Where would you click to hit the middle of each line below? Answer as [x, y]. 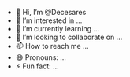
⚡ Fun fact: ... [37, 66]
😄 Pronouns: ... [41, 57]
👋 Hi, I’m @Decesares [51, 12]
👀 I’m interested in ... [49, 20]
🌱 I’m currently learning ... [58, 29]
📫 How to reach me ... [52, 46]
